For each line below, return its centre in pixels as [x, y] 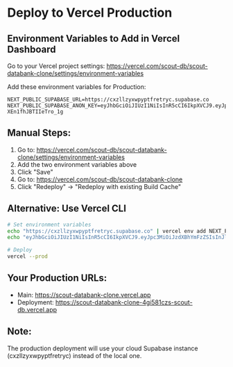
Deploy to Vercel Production [90, 13]
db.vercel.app [37, 309]
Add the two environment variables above [77, 164]
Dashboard [32, 49]
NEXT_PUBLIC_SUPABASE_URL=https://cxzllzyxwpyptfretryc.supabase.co [108, 99]
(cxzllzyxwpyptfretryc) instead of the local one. [75, 355]
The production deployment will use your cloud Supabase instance [103, 348]
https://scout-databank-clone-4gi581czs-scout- [124, 302]
